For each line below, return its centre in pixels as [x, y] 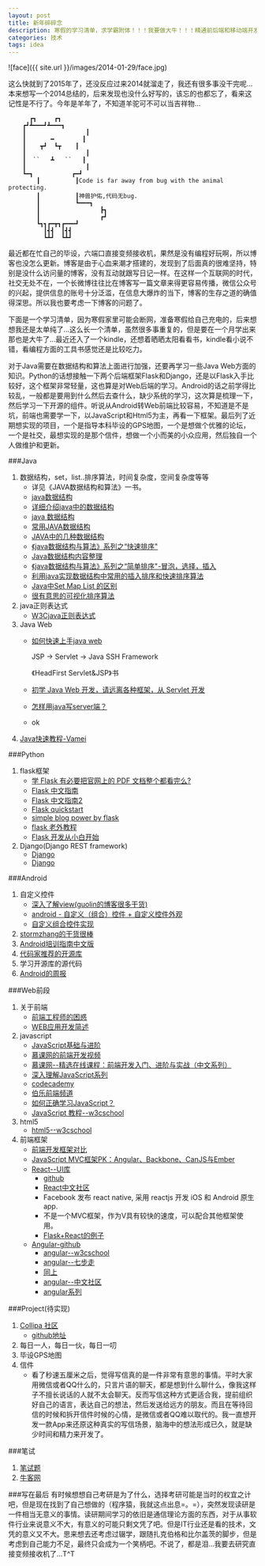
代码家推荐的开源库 [51, 954]
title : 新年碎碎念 [35, 23]
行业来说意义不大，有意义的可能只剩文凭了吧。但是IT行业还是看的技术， [132, 1524]
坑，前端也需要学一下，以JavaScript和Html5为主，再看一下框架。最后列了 [129, 415]
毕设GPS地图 [41, 1355]
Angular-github [56, 1244]
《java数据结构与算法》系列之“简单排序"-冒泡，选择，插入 [124, 566]
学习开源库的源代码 [51, 964]
